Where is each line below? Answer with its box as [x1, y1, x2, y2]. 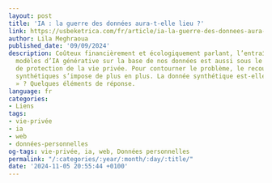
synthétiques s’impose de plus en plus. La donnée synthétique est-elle [15, 72, 266, 80]
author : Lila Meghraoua [8, 34, 89, 43]
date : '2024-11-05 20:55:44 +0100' [8, 163, 129, 171]
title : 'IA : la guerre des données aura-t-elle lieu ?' [8, 19, 205, 28]
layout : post [8, 11, 53, 20]
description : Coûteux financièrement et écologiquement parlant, [8, 49, 233, 57]
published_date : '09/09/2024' [8, 42, 111, 50]
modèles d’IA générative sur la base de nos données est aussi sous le [15, 57, 263, 66]
